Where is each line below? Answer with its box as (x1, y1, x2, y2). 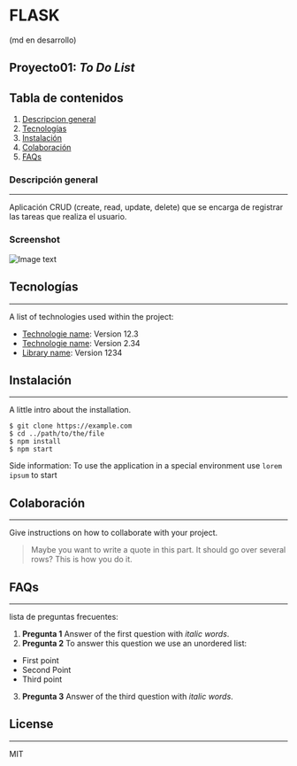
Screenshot (9, 234, 60, 246)
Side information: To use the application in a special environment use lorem (9, 460, 283, 471)
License (9, 716, 54, 731)
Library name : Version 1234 (21, 347, 123, 358)
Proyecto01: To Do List (9, 60, 135, 75)
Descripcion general (21, 114, 96, 125)
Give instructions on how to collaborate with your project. (9, 528, 218, 538)
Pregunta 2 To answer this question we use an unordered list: (21, 638, 247, 648)
